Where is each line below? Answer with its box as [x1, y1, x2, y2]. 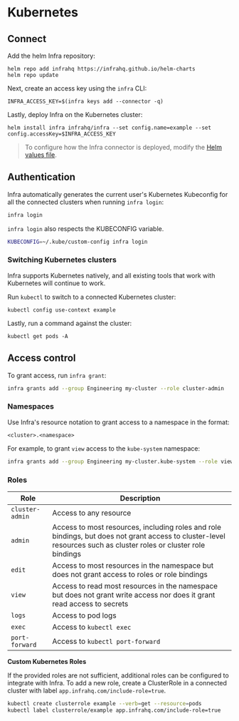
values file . [24, 150, 57, 159]
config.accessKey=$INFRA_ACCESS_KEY [7, 131, 116, 138]
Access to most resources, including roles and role [52, 522, 222, 532]
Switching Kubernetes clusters [7, 255, 117, 265]
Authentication [7, 171, 76, 183]
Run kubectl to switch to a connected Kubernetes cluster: [7, 292, 176, 301]
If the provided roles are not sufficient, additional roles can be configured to [7, 671, 229, 680]
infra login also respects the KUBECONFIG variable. [7, 224, 164, 232]
